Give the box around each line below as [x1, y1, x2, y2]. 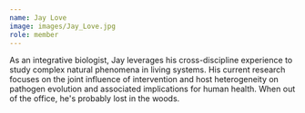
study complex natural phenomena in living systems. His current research [9, 64, 286, 75]
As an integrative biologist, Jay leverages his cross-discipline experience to [9, 55, 293, 66]
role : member [9, 30, 59, 39]
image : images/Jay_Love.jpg [9, 22, 117, 31]
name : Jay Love [9, 13, 67, 23]
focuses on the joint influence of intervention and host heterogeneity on [9, 74, 280, 85]
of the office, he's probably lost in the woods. [9, 93, 180, 104]
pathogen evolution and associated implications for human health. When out [9, 83, 296, 95]
